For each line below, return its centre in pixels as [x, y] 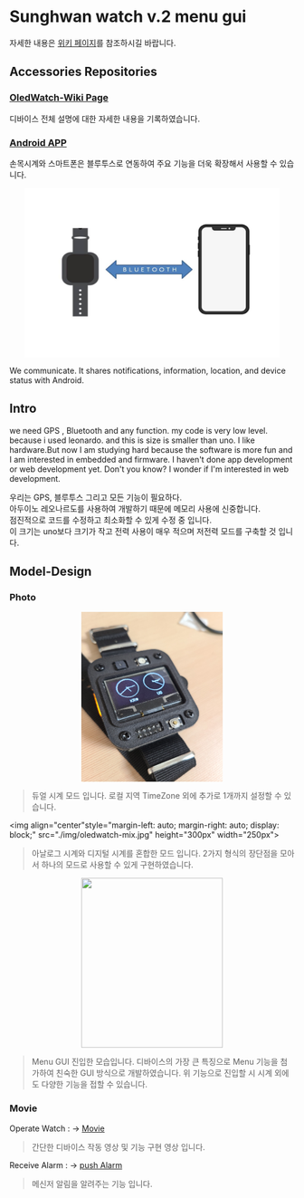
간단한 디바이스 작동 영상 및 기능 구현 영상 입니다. [118, 1146]
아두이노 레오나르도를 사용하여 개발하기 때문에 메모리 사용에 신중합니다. [135, 508]
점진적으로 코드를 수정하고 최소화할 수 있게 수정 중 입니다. [111, 520]
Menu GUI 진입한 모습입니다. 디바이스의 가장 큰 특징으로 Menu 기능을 [155, 1062]
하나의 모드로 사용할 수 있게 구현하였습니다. [118, 865]
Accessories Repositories [83, 72]
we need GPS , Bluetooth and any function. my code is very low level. [139, 430]
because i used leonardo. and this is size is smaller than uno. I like [132, 440]
